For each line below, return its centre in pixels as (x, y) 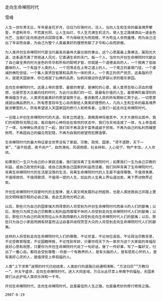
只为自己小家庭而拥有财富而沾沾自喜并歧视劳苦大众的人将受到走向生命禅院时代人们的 (81, 222)
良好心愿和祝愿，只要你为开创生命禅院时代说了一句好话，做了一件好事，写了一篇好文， (79, 247)
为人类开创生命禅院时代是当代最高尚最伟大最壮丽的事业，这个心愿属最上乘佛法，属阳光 (79, 52)
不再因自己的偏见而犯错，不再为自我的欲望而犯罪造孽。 (63, 133)
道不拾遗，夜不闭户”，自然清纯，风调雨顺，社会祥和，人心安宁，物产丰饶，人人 (84, 147)
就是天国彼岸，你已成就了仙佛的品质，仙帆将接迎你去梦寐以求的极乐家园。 (75, 78)
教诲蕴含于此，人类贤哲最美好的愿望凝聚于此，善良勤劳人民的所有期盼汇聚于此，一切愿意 (81, 98)
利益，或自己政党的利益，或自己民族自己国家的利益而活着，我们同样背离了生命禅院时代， (81, 167)
